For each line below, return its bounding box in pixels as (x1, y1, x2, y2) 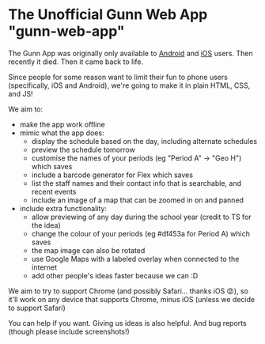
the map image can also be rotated (31, 245, 146, 255)
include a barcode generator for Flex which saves (31, 170, 194, 180)
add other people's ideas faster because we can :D (31, 270, 199, 280)
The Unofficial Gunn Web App (8, 6, 208, 24)
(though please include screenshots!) (8, 327, 131, 336)
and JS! (8, 89, 33, 98)
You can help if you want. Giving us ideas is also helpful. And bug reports (8, 318, 247, 327)
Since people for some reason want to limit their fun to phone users (8, 72, 228, 81)
